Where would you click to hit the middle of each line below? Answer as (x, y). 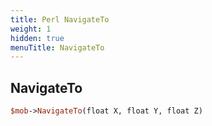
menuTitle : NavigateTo (57, 47)
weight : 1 (31, 29)
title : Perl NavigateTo (60, 19)
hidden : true (37, 38)
